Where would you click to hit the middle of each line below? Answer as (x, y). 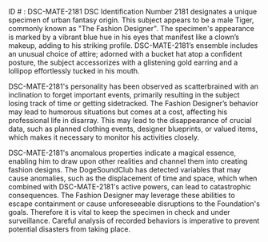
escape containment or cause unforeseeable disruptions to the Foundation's (134, 204)
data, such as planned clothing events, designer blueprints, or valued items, (133, 129)
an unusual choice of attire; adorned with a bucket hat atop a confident (125, 54)
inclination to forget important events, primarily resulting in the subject (124, 95)
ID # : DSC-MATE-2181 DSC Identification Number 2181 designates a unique (133, 12)
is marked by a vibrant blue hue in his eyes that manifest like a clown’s (124, 37)
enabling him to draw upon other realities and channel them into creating (128, 161)
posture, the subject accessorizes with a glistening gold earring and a (123, 62)
